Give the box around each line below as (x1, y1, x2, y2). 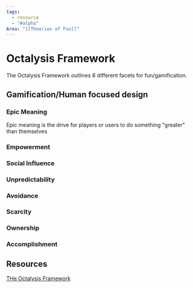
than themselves (6, 128, 48, 135)
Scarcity (6, 208, 32, 216)
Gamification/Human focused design (6, 89, 148, 100)
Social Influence (6, 159, 55, 167)
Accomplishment (6, 240, 58, 249)
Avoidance (6, 191, 39, 200)
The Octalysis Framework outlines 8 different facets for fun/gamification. (6, 72, 188, 79)
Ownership (6, 224, 40, 232)
